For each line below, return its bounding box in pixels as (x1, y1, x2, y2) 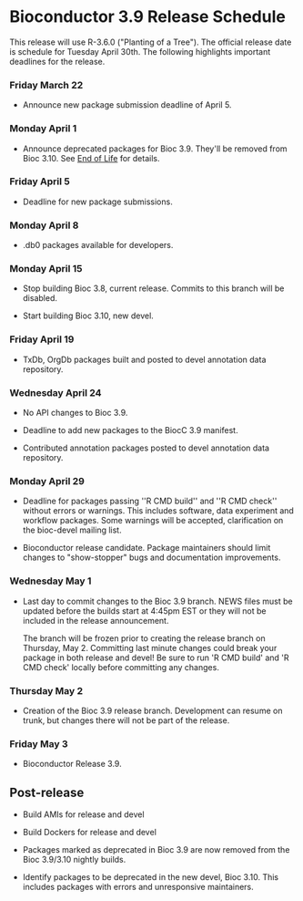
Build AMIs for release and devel (22, 809, 145, 820)
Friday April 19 (9, 333, 75, 346)
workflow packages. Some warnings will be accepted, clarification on (22, 515, 284, 526)
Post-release (9, 784, 85, 800)
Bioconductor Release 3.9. (22, 759, 122, 770)
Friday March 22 (9, 78, 84, 91)
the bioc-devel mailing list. (22, 524, 122, 535)
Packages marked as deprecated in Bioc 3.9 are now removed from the (22, 844, 290, 855)
